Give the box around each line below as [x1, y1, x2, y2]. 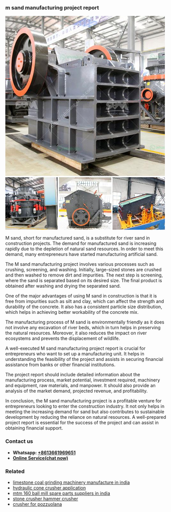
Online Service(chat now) [12, 455, 68, 461]
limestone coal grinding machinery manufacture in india [12, 479, 130, 485]
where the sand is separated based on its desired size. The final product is [5, 278, 162, 284]
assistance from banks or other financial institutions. [5, 361, 116, 368]
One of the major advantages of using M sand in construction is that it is [5, 293, 157, 299]
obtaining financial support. [5, 425, 63, 431]
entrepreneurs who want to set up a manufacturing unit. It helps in [5, 351, 144, 357]
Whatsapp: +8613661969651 [12, 450, 76, 456]
